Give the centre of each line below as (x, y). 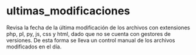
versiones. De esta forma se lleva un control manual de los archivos (91, 40)
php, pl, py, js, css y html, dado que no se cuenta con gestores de (89, 33)
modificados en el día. (34, 47)
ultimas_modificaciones (68, 11)
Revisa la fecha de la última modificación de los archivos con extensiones (98, 27)
